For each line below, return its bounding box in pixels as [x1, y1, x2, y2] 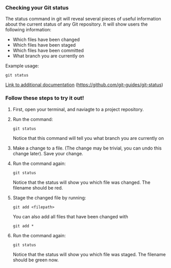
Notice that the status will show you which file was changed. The [12, 179, 150, 185]
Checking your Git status [5, 4, 69, 11]
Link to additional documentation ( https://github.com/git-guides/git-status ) [5, 81, 163, 88]
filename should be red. [12, 184, 63, 191]
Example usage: [5, 63, 40, 69]
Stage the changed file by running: [12, 194, 86, 201]
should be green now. [12, 257, 59, 263]
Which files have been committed [12, 48, 84, 54]
